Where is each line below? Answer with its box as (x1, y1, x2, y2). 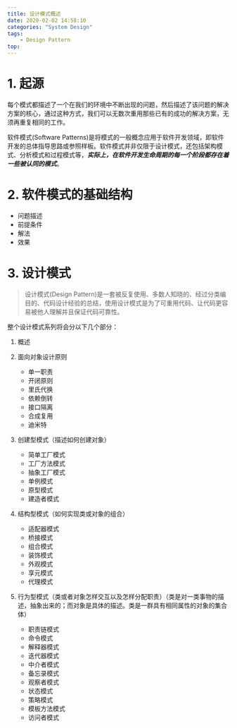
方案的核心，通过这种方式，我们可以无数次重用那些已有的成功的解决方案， (7, 109, 223, 117)
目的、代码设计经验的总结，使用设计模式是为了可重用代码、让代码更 (24, 298, 222, 307)
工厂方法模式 (27, 459, 65, 468)
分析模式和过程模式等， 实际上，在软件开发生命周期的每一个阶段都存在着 (19, 150, 229, 159)
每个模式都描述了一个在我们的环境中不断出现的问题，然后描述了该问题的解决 (7, 100, 229, 109)
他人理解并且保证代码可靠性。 (37, 308, 124, 316)
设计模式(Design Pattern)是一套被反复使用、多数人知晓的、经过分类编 (24, 290, 226, 298)
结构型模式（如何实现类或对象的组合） (17, 509, 129, 518)
